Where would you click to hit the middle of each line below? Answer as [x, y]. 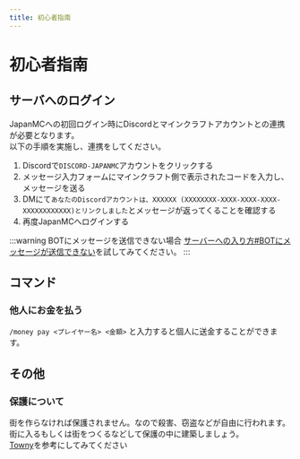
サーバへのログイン [62, 101]
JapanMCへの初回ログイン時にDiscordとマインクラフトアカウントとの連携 [147, 124]
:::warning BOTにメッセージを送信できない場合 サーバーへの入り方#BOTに [146, 240]
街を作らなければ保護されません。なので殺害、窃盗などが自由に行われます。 [150, 423]
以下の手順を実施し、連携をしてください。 [88, 146]
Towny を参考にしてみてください [69, 445]
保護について [37, 402]
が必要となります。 [44, 134]
